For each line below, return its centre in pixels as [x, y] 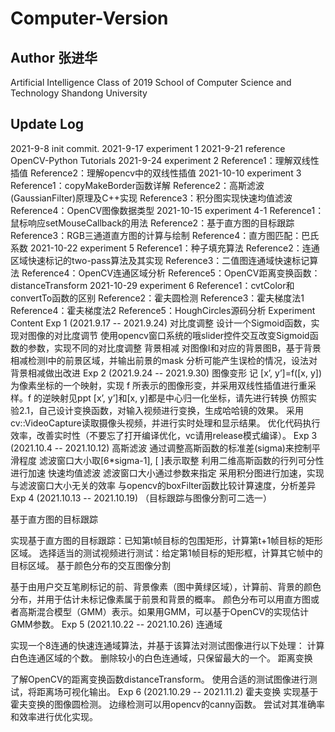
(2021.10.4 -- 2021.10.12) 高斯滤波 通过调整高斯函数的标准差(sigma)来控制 [161, 448]
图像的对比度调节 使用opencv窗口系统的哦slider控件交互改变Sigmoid [168, 335]
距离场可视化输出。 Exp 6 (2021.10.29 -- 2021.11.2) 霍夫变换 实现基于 [177, 691]
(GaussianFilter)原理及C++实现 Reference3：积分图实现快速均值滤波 [151, 198]
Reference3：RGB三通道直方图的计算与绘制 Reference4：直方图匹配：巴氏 [165, 235]
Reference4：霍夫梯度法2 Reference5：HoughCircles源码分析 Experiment [163, 310]
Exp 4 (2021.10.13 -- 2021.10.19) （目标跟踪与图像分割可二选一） [141, 498]
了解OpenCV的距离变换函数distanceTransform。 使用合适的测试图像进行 [159, 679]
